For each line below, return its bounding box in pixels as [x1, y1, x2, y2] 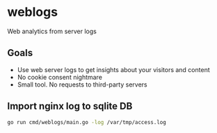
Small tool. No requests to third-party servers [17, 80, 147, 89]
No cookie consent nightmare [17, 73, 103, 81]
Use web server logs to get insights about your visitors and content [17, 65, 210, 73]
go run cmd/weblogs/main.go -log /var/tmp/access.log [7, 118, 167, 125]
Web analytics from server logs [7, 27, 97, 35]
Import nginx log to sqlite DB [7, 100, 133, 112]
